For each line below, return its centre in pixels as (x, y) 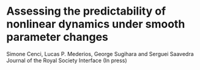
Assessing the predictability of (86, 11)
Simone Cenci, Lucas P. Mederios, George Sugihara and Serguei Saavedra (100, 54)
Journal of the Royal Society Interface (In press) (67, 60)
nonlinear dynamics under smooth (96, 24)
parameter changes (57, 37)
